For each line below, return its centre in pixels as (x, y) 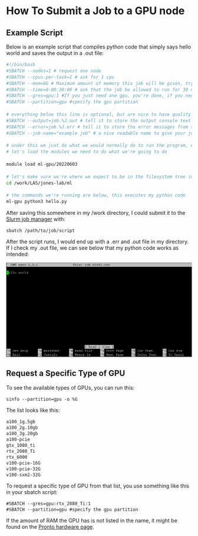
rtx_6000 (17, 457)
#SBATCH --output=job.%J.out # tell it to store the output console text (99, 120)
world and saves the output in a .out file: (55, 53)
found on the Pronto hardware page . (50, 527)
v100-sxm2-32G (24, 475)
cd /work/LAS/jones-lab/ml (39, 183)
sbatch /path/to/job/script (41, 231)
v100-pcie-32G (24, 469)
